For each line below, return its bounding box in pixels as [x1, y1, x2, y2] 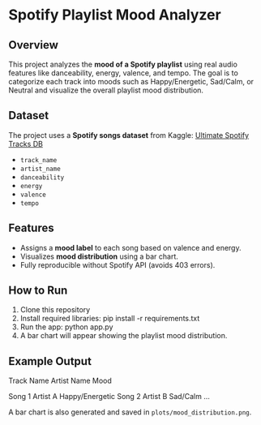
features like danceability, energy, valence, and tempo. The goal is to [8, 68, 239, 78]
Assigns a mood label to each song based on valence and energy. [19, 243, 242, 252]
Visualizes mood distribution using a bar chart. [19, 251, 178, 261]
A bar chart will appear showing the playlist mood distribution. [19, 331, 228, 341]
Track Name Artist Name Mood [8, 376, 112, 386]
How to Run [8, 284, 68, 298]
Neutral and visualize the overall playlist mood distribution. [8, 85, 204, 95]
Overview [8, 38, 59, 52]
